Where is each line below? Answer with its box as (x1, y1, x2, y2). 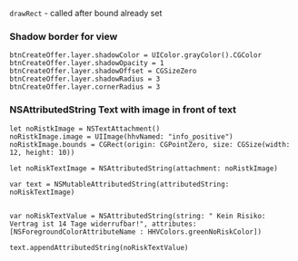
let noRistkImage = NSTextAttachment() (9, 124, 161, 133)
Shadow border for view (9, 30, 118, 43)
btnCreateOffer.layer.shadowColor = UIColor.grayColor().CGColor (9, 51, 262, 60)
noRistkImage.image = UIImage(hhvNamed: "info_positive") (9, 131, 233, 141)
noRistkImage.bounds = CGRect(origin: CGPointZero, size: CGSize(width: (9, 140, 291, 149)
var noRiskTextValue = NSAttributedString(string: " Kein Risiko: (9, 211, 266, 220)
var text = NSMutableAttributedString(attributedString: (9, 179, 230, 188)
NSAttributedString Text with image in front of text (9, 103, 236, 116)
